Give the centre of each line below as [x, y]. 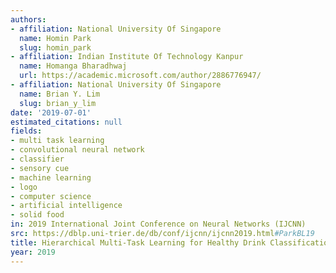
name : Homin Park [55, 38]
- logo [24, 187]
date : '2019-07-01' [51, 112]
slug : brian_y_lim [58, 103]
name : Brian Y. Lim [60, 94]
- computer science [51, 196]
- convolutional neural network [77, 150]
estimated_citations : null [66, 122]
